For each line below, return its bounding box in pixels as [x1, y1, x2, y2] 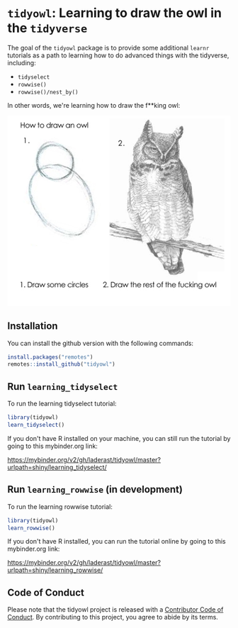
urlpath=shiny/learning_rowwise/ [7, 566, 103, 575]
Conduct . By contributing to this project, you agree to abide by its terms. [7, 613, 218, 622]
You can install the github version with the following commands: [7, 339, 193, 347]
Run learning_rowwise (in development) [7, 483, 183, 495]
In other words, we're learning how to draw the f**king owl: [7, 101, 181, 109]
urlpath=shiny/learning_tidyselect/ [7, 463, 108, 471]
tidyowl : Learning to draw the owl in [7, 5, 222, 21]
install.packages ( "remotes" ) [7, 353, 93, 361]
